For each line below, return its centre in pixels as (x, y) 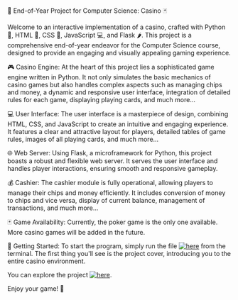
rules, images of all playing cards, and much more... (83, 139)
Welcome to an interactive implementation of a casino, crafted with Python (117, 27)
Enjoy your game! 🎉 (36, 289)
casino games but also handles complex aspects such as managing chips (115, 85)
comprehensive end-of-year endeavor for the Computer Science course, (114, 45)
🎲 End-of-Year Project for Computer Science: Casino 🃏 (87, 11)
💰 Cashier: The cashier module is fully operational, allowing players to (110, 183)
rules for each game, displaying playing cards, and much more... (102, 100)
